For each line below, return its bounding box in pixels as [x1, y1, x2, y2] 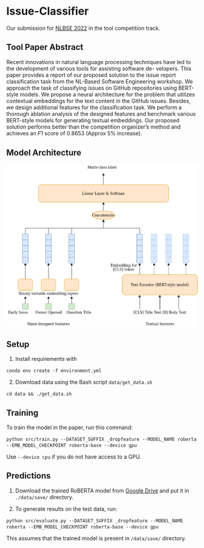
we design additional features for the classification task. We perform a [6, 104, 182, 111]
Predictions [6, 471, 51, 481]
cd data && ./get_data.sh [6, 391, 72, 397]
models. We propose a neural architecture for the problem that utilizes [19, 90, 195, 98]
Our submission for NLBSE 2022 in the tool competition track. [6, 24, 161, 32]
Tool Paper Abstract [6, 42, 84, 52]
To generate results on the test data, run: [15, 505, 118, 513]
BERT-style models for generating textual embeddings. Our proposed [6, 116, 180, 124]
